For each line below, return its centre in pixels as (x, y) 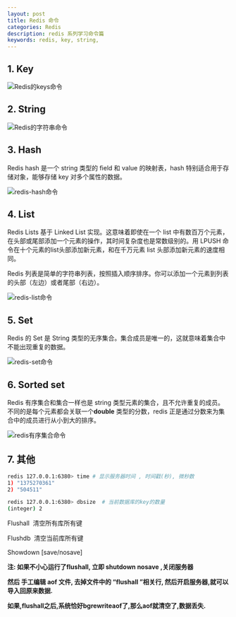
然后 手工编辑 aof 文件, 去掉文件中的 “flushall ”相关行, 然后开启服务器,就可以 (118, 582)
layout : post (26, 14)
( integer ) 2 (25, 509)
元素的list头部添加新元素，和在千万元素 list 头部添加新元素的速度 (125, 250)
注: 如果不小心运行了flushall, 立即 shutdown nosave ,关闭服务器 (100, 567)
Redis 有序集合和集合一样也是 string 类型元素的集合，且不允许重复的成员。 (116, 402)
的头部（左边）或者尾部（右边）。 (55, 283)
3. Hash (25, 150)
